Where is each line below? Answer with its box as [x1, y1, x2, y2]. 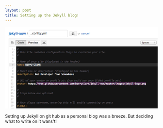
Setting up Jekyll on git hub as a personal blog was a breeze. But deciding [5, 113, 153, 119]
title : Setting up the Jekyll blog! [5, 13, 79, 18]
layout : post [5, 8, 32, 13]
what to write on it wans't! [5, 118, 57, 124]
